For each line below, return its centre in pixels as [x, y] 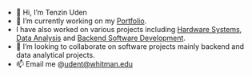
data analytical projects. [55, 55]
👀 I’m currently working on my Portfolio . [81, 21]
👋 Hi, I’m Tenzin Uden [52, 12]
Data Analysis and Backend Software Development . [101, 38]
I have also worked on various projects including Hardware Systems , [129, 29]
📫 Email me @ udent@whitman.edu [74, 64]
